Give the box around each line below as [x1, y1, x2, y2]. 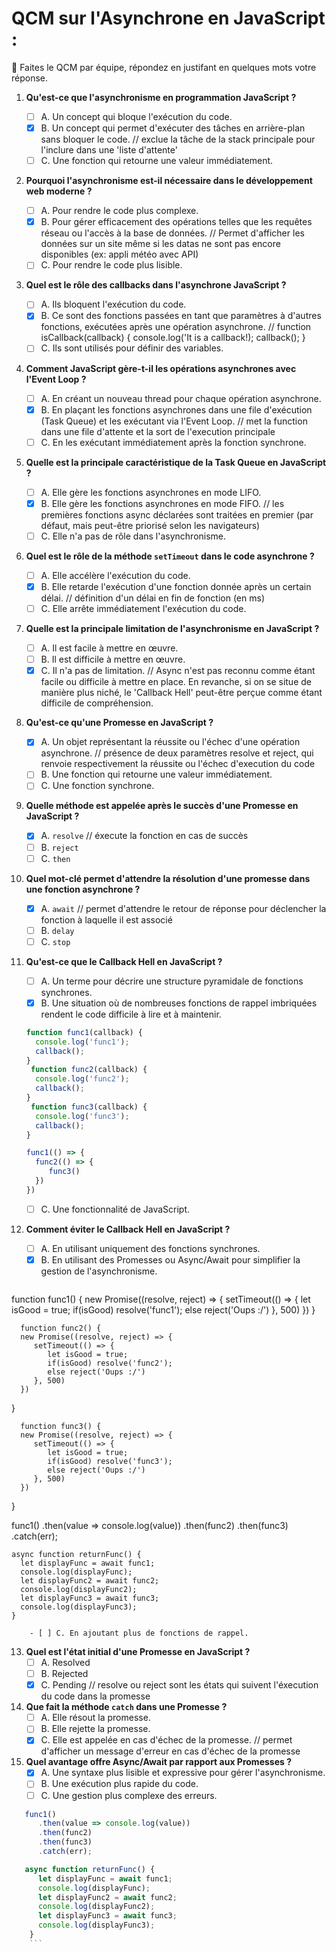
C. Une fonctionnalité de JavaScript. [40, 1203, 191, 1215]
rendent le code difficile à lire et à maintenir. [40, 1008, 222, 1020]
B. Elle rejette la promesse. [40, 1723, 151, 1735]
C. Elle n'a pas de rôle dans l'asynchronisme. [40, 530, 227, 542]
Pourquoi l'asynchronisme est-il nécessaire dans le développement [25, 175, 313, 187]
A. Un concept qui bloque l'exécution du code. [40, 110, 233, 122]
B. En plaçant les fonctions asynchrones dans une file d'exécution [40, 403, 313, 416]
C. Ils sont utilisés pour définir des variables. [40, 342, 224, 354]
